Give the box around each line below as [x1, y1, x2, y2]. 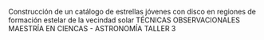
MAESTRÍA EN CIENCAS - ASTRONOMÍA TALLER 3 [8, 24, 176, 33]
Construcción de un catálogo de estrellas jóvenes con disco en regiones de [8, 7, 257, 16]
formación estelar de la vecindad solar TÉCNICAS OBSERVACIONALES [8, 15, 241, 25]
